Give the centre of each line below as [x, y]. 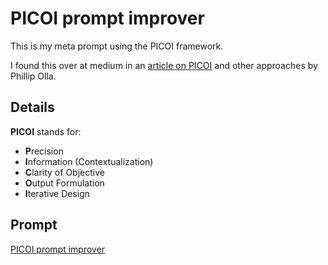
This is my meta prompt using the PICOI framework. [117, 46]
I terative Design [57, 193]
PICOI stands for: [46, 131]
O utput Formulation [64, 183]
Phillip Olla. [33, 76]
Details [32, 107]
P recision [44, 151]
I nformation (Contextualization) [89, 161]
